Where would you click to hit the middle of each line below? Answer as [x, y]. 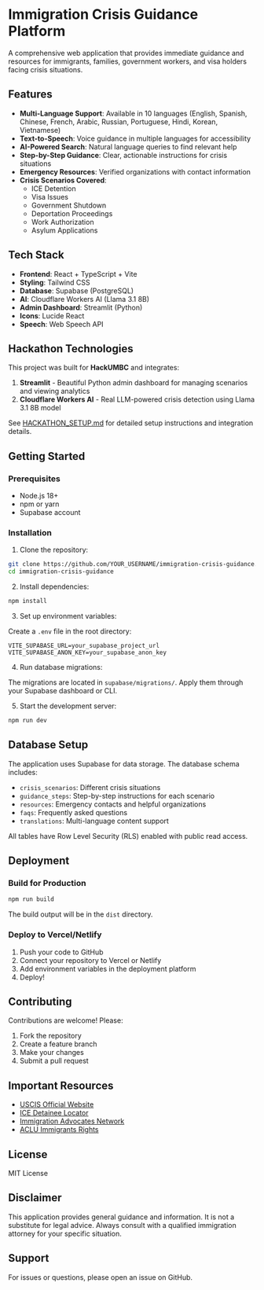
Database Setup [48, 745]
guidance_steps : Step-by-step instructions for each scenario [117, 796]
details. [20, 432]
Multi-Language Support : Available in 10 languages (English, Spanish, [133, 113]
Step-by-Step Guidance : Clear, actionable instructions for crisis [123, 155]
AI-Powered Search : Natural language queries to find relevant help [128, 146]
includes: [23, 772]
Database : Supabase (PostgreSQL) [77, 290]
